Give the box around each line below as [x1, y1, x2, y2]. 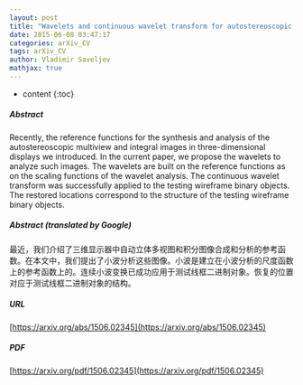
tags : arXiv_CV [9, 47, 67, 56]
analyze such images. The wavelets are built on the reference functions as [9, 160, 286, 172]
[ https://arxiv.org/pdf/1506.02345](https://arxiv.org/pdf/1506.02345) [9, 365, 264, 376]
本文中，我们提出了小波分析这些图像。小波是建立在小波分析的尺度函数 [32, 255, 294, 266]
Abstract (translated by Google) [9, 220, 133, 230]
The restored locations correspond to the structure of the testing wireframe [9, 189, 289, 200]
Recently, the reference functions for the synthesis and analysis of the [9, 132, 271, 143]
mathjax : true [9, 64, 63, 73]
